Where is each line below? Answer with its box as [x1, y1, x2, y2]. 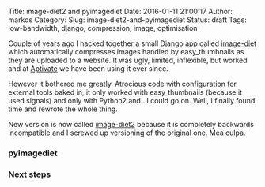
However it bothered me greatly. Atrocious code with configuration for [8, 79, 237, 88]
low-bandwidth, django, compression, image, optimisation [8, 24, 198, 32]
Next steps [8, 169, 51, 180]
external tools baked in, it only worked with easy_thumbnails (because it [8, 88, 243, 97]
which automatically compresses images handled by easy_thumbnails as [8, 47, 244, 56]
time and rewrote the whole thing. [8, 104, 119, 114]
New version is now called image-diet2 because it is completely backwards [8, 120, 255, 129]
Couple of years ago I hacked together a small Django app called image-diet [8, 39, 257, 48]
